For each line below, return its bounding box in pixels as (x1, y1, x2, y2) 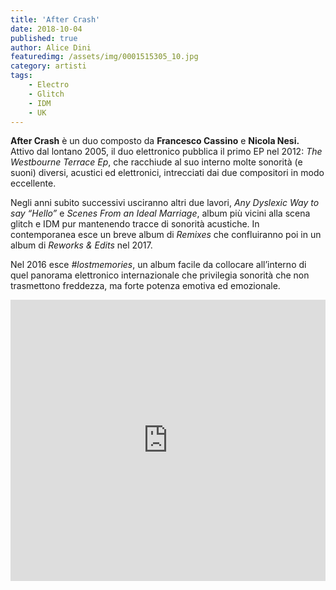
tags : (10, 71, 33, 81)
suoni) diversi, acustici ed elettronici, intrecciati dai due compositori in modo (10, 167, 325, 179)
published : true (10, 33, 78, 43)
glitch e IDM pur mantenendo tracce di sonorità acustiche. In (10, 218, 260, 230)
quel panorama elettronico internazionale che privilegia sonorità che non (10, 269, 310, 281)
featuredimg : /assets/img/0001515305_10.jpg (10, 52, 199, 62)
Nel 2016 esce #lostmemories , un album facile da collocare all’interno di (10, 259, 307, 271)
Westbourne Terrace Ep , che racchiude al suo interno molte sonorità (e (10, 156, 303, 168)
